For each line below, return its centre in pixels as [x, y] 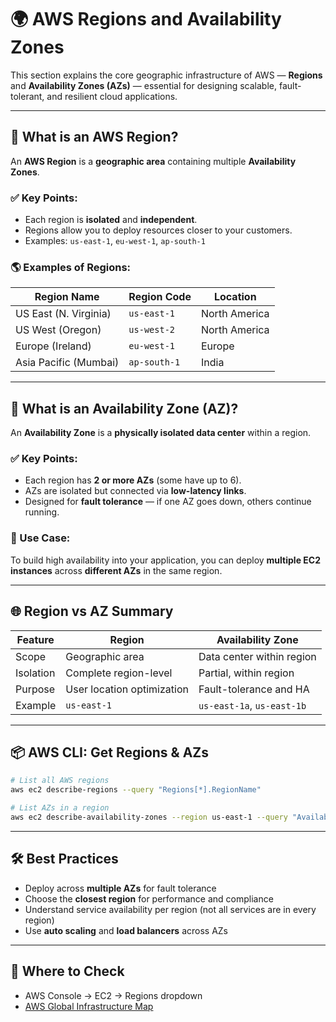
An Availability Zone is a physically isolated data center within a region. [161, 433]
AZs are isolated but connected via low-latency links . [135, 491]
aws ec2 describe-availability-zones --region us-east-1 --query [149, 817]
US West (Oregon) [58, 330]
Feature [35, 639]
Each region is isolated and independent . [111, 220]
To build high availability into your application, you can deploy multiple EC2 [165, 560]
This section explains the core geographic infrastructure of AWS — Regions [166, 75]
